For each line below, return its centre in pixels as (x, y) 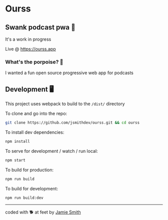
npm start (15, 160)
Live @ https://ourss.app (30, 49)
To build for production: (29, 170)
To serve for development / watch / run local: (52, 151)
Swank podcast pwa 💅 (40, 27)
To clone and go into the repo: (36, 114)
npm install (17, 141)
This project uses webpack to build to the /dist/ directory (65, 104)
